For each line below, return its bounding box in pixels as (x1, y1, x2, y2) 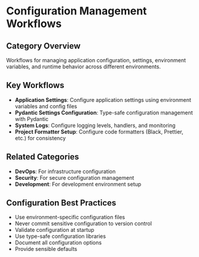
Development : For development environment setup (14, 180, 142, 188)
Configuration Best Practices (6, 198, 117, 208)
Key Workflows (6, 80, 65, 90)
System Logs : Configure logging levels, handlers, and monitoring (14, 122, 176, 129)
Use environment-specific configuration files (14, 214, 125, 221)
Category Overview (6, 41, 81, 51)
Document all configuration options (14, 239, 102, 246)
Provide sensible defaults (14, 246, 78, 253)
